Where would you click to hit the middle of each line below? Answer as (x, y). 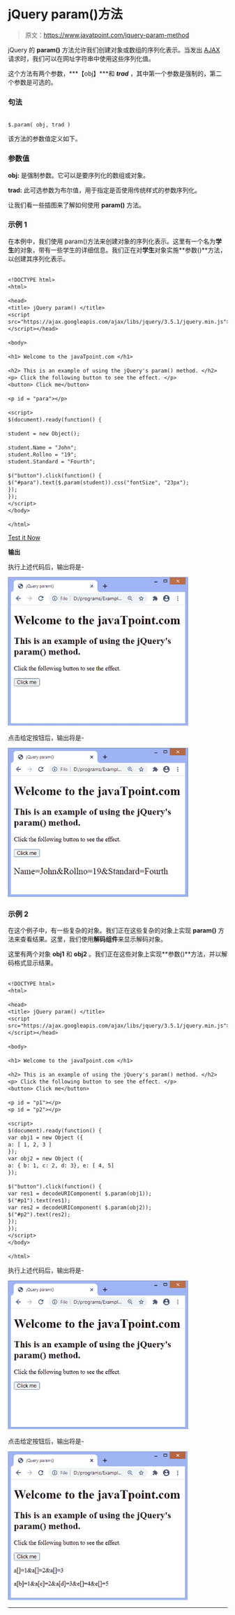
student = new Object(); (44, 433)
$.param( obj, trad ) (39, 125)
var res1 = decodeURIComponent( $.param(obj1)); (80, 1194)
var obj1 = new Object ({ (45, 1138)
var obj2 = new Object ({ (45, 1159)
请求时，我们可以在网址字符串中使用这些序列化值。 (81, 58)
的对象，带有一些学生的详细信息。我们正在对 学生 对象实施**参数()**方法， (120, 250)
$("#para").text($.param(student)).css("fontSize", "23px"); (99, 482)
